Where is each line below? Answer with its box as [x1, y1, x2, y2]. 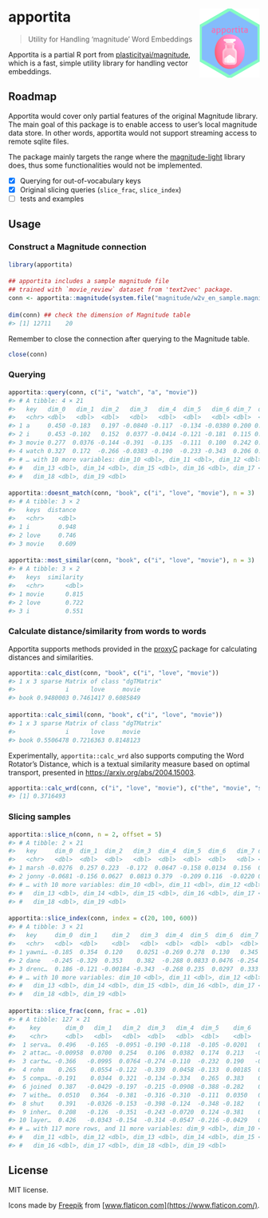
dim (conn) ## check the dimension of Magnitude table [8, 311, 191, 319]
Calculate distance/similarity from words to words [8, 626, 207, 637]
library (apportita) [8, 260, 73, 269]
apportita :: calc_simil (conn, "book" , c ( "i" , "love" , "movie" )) [8, 711, 223, 719]
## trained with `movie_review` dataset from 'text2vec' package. [8, 286, 234, 294]
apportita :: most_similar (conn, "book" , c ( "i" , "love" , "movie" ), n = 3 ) [8, 557, 255, 565]
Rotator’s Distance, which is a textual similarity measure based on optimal [8, 759, 250, 769]
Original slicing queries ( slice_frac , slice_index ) [19, 184, 182, 195]
